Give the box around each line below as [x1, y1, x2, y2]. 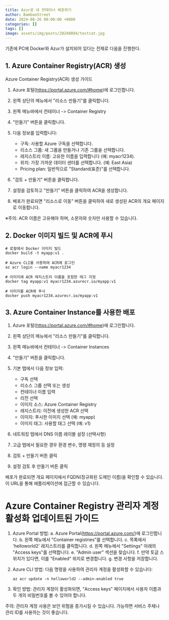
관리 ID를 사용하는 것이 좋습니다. [5, 609, 69, 615]
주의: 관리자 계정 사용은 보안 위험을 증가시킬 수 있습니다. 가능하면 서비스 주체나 [5, 603, 160, 609]
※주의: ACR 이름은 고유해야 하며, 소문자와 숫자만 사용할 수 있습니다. [5, 215, 138, 221]
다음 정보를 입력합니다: [12, 129, 58, 136]
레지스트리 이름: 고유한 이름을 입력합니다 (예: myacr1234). [20, 153, 135, 159]
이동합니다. [18, 204, 40, 210]
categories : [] [5, 21, 37, 27]
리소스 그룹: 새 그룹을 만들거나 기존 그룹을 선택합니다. [20, 147, 125, 153]
